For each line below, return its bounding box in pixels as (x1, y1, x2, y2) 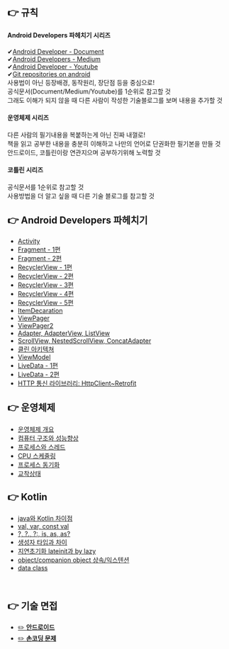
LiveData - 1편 (17, 361, 59, 370)
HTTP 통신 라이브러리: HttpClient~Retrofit (17, 378, 137, 388)
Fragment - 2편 (17, 254, 62, 262)
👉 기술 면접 (7, 599, 58, 611)
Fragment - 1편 (17, 245, 61, 254)
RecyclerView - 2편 (17, 271, 74, 280)
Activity (17, 237, 40, 245)
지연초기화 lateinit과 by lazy (17, 547, 96, 555)
